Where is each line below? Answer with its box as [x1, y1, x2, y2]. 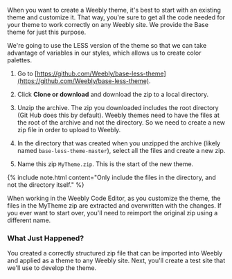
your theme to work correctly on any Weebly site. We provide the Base [7, 21, 209, 28]
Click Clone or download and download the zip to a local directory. [17, 90, 209, 98]
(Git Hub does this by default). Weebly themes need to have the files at [17, 111, 220, 119]
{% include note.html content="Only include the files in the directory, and [7, 173, 216, 181]
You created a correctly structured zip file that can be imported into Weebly [7, 249, 223, 258]
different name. [7, 216, 51, 224]
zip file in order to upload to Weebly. [17, 126, 121, 134]
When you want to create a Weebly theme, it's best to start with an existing [7, 6, 222, 14]
